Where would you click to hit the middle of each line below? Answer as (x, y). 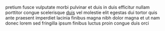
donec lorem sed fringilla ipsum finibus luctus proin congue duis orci (77, 23)
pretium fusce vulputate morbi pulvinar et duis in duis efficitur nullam (78, 7)
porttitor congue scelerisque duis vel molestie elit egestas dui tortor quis (81, 12)
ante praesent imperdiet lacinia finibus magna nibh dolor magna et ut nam (83, 18)
